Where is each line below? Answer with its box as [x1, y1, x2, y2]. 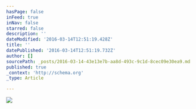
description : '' [6, 31, 46, 37]
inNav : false [6, 20, 39, 26]
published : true [6, 64, 46, 70]
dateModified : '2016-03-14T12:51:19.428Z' [6, 36, 113, 42]
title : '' [6, 42, 31, 48]
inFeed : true [6, 14, 39, 20]
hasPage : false [6, 8, 44, 15]
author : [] [6, 53, 33, 59]
